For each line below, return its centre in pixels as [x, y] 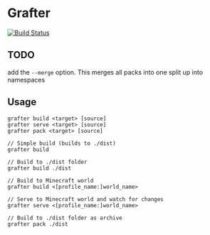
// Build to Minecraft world [51, 180]
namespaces [26, 80]
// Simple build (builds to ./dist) [62, 143]
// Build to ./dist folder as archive [65, 218]
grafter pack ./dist [38, 224]
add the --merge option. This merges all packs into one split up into [105, 72]
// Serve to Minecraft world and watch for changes [85, 199]
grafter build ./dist [40, 168]
